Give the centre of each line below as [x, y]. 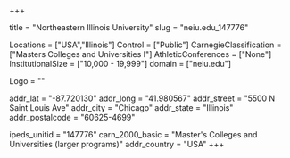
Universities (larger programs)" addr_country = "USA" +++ [117, 144]
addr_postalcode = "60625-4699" [72, 117]
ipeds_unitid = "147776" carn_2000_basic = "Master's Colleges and [133, 134]
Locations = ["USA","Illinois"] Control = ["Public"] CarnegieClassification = [145, 45]
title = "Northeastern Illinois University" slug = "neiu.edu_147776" [129, 27]
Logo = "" [27, 81]
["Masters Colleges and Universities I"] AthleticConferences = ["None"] [141, 54]
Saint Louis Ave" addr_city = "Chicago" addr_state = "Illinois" [121, 108]
